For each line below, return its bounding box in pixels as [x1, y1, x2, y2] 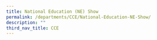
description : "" [6, 19, 46, 25]
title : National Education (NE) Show [6, 8, 99, 15]
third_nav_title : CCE [6, 25, 59, 31]
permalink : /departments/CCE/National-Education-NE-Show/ [6, 14, 151, 20]
